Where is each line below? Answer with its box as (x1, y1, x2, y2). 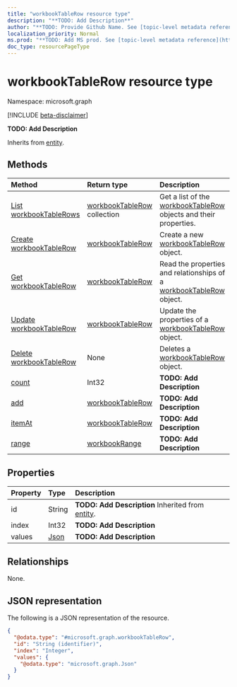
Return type (87, 180, 128, 190)
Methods (7, 158, 48, 171)
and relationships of (159, 267, 226, 277)
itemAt (11, 418, 33, 428)
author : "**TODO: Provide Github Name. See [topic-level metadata (7, 23, 207, 30)
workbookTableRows (11, 209, 80, 219)
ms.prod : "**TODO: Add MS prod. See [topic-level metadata (7, 37, 185, 44)
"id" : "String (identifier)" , (13, 640, 102, 647)
